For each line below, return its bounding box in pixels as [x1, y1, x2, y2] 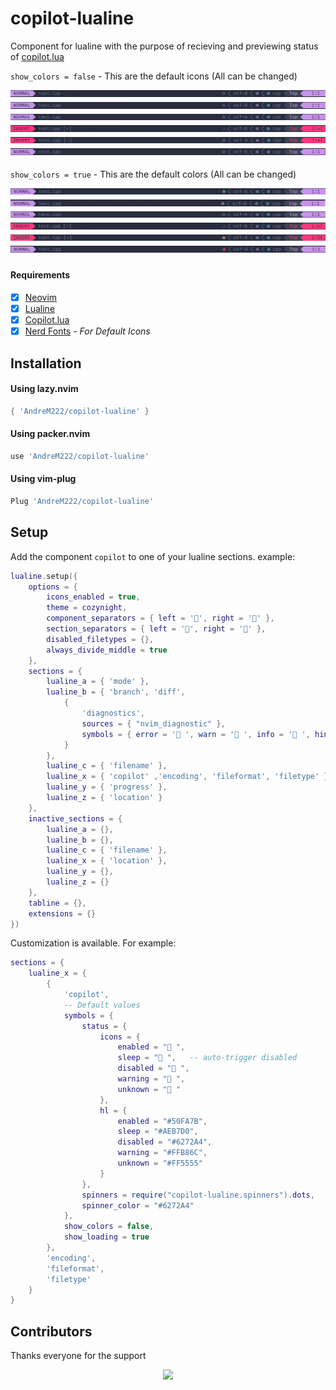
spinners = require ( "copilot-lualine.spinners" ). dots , [81, 1190, 315, 1200]
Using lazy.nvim [10, 383, 79, 395]
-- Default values [63, 1000, 141, 1010]
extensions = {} [28, 908, 97, 919]
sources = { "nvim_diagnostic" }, [81, 718, 226, 729]
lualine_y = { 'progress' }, [46, 782, 168, 792]
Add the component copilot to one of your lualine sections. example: [10, 550, 296, 562]
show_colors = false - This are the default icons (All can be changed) [10, 70, 298, 82]
